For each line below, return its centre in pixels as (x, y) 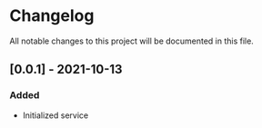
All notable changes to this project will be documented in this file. (132, 41)
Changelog (52, 16)
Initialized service (55, 115)
